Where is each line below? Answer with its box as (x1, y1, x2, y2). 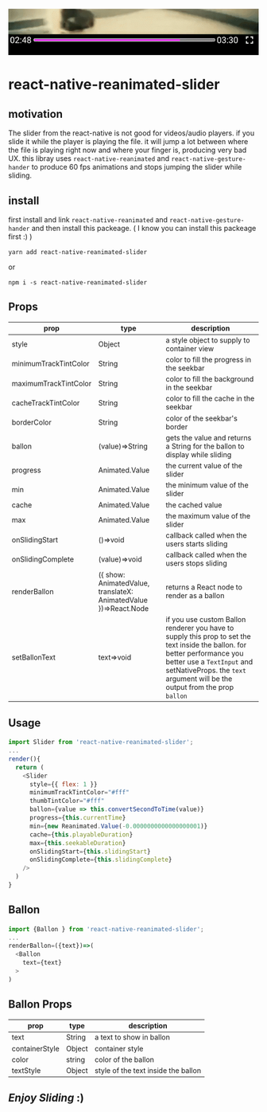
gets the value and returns (165, 433, 252, 442)
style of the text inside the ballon (95, 1066, 201, 1075)
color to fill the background (165, 374, 254, 384)
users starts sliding (165, 539, 228, 549)
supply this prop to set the (165, 631, 252, 641)
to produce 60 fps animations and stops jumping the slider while (31, 162, 242, 172)
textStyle (11, 1066, 41, 1075)
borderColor (11, 417, 52, 427)
